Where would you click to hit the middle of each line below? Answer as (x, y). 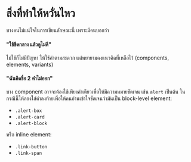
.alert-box (28, 111)
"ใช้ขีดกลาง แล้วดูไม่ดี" (29, 44)
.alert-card (30, 117)
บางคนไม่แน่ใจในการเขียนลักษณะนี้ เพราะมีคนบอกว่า (58, 30)
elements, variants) (30, 65)
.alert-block (31, 124)
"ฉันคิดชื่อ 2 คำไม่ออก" (30, 78)
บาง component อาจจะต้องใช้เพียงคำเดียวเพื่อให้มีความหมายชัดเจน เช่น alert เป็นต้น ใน (96, 92)
